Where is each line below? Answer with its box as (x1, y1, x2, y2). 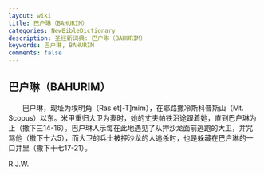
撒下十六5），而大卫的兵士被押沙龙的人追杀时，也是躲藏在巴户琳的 (29, 133, 247, 142)
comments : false (8, 49, 62, 57)
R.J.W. (8, 159, 30, 169)
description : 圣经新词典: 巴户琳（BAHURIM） (8, 34, 147, 42)
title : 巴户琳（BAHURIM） (8, 19, 89, 27)
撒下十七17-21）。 (35, 143, 92, 153)
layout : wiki (8, 11, 52, 20)
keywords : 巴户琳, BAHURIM (8, 42, 94, 50)
